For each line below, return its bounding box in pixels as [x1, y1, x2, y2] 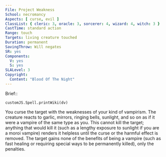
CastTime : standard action [5, 26, 61, 31]
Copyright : [5, 72, 28, 77]
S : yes [9, 63, 23, 68]
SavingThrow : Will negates [5, 44, 61, 49]
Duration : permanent [5, 40, 48, 45]
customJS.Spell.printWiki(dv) [5, 100, 68, 105]
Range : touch [5, 30, 32, 35]
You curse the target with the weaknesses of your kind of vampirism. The [5, 109, 156, 115]
